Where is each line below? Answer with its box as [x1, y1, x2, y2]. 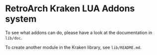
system [5, 13, 37, 25]
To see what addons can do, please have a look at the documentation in [5, 29, 153, 35]
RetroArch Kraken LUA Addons [5, 3, 135, 14]
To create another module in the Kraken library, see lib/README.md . [5, 44, 142, 50]
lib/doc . [5, 35, 22, 41]
